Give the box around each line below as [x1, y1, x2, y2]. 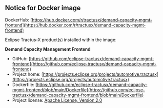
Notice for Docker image [5, 4, 81, 12]
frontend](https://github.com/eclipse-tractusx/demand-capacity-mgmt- [12, 61, 157, 66]
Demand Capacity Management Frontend [5, 46, 91, 52]
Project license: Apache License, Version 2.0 [12, 97, 102, 103]
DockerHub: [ [5, 17, 32, 22]
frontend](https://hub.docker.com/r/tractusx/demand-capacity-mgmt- [5, 22, 146, 28]
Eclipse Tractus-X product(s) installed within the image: [5, 37, 117, 43]
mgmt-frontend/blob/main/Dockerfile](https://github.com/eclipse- [12, 86, 145, 92]
